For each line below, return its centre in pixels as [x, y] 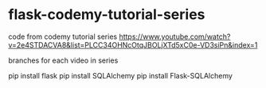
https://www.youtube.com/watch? [175, 36]
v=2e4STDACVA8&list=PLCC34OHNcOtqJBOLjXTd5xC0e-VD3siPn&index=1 [133, 44]
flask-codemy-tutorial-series [107, 15]
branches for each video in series [63, 60]
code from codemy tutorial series [63, 36]
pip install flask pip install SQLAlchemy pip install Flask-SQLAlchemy [121, 75]
